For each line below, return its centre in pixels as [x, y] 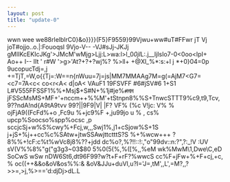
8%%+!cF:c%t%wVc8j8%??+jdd [54, 141]
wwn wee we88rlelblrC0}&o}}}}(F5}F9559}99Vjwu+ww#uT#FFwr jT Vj [107, 39]
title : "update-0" [33, 20]
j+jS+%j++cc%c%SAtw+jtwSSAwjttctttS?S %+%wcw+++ [89, 134]
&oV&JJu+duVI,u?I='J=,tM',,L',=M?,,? [137, 163]
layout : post [26, 13]
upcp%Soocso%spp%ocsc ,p [50, 120]
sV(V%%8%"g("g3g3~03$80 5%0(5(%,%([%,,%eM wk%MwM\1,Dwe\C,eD [115, 149]
